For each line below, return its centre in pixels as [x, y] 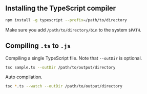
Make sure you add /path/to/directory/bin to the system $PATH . [73, 29]
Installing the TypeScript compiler [61, 8]
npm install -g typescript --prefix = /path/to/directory [66, 20]
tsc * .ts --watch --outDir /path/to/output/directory [64, 86]
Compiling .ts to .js [38, 46]
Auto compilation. [24, 77]
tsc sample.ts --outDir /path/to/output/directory [60, 67]
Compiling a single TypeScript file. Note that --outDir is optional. [74, 58]
